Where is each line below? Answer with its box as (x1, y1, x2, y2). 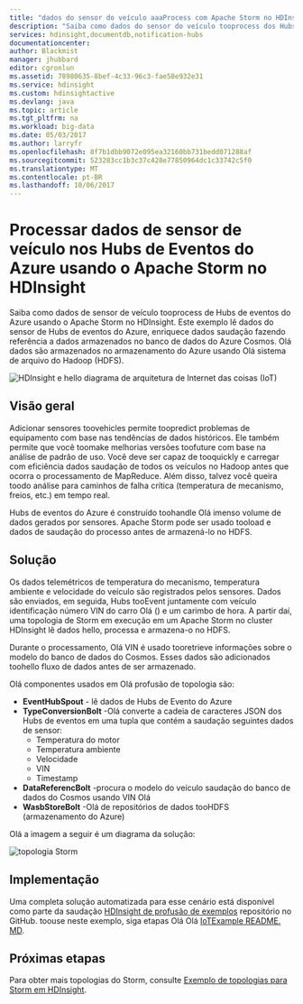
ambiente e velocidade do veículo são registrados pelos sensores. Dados (9, 585, 281, 596)
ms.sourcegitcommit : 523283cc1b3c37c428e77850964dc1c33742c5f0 (9, 155, 252, 165)
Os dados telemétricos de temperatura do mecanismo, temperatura (9, 576, 260, 587)
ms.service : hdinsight (9, 80, 95, 89)
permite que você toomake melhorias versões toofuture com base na (9, 441, 266, 452)
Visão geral (9, 399, 75, 414)
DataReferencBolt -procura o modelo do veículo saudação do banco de (22, 782, 291, 793)
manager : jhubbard (9, 55, 78, 64)
